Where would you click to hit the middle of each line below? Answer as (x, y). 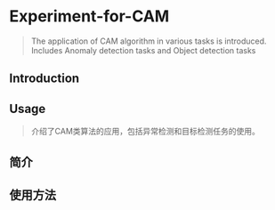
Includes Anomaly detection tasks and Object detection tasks (143, 50)
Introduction (44, 79)
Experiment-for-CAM (89, 16)
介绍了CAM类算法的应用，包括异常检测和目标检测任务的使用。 (146, 132)
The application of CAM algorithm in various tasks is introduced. (149, 41)
